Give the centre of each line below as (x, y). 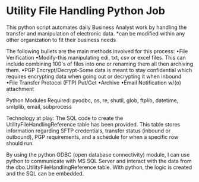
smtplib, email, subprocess (39, 106)
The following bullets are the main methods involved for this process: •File (97, 51)
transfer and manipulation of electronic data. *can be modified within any (96, 33)
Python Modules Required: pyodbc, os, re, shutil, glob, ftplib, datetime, (92, 100)
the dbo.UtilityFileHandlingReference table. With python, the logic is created (99, 167)
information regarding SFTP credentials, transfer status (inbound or (89, 131)
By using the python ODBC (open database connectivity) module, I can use (98, 154)
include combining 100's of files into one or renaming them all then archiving (100, 64)
